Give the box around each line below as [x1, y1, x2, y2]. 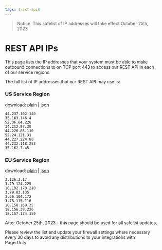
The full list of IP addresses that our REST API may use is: [5, 78, 120, 84]
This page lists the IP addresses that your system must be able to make [5, 59, 148, 65]
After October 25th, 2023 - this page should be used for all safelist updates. [5, 220, 157, 226]
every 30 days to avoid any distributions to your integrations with [5, 234, 135, 240]
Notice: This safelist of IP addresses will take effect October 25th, [17, 20, 149, 26]
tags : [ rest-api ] [5, 7, 40, 12]
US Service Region [5, 91, 50, 97]
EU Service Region [5, 156, 50, 163]
